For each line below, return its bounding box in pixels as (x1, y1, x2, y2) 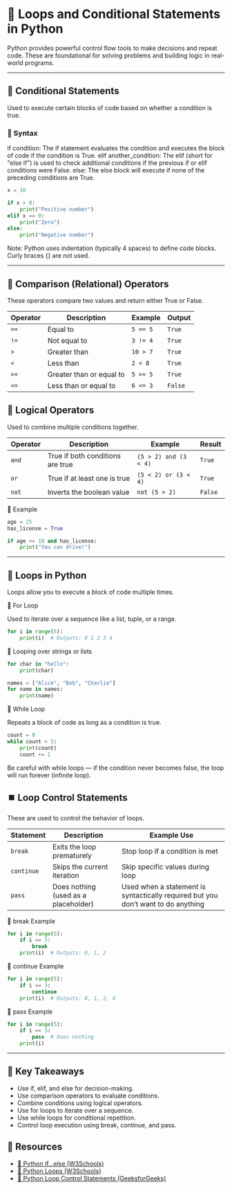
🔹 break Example (7, 917, 55, 925)
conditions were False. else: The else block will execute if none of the (7, 166, 205, 175)
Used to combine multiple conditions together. (7, 423, 139, 431)
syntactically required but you (122, 890, 218, 900)
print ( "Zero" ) (19, 218, 60, 226)
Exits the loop (52, 842, 97, 852)
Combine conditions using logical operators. (17, 1098, 144, 1107)
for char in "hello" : (7, 660, 70, 667)
